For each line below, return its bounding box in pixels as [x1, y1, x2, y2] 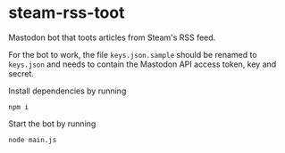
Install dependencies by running [8, 85, 127, 96]
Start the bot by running [8, 118, 96, 129]
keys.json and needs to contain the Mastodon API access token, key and [8, 59, 277, 69]
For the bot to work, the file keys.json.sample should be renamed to [8, 49, 257, 60]
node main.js [8, 135, 57, 144]
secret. [8, 68, 35, 78]
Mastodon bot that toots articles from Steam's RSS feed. [8, 32, 216, 43]
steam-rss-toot [8, 3, 125, 23]
